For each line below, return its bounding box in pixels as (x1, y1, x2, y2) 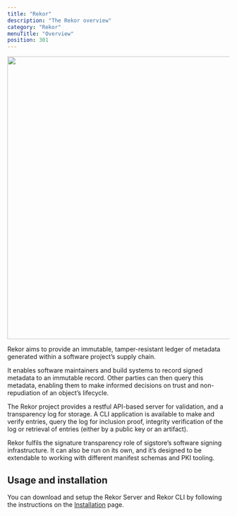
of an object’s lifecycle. (42, 389, 109, 397)
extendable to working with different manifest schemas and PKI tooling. (7, 454, 215, 462)
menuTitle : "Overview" (7, 30, 74, 37)
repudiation (7, 389, 41, 397)
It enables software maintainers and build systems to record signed (7, 366, 203, 375)
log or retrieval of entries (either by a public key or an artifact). (7, 425, 188, 433)
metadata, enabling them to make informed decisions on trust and (7, 381, 199, 389)
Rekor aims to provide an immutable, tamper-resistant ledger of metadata (7, 345, 221, 353)
